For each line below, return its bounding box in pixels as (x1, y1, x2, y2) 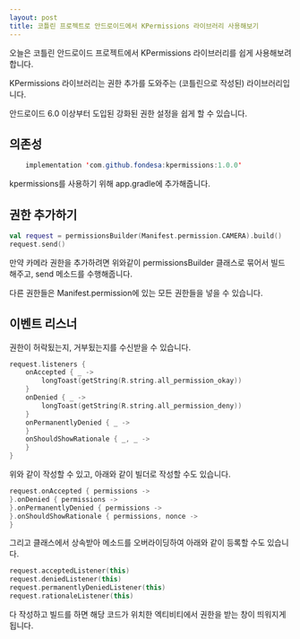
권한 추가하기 (9, 207, 78, 223)
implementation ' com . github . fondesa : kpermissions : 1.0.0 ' (25, 161, 243, 171)
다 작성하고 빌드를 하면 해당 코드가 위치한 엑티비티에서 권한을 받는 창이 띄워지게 (9, 608, 287, 619)
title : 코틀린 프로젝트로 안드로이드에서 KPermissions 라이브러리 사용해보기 (9, 22, 260, 31)
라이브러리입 (245, 77, 291, 88)
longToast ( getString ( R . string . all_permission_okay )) (41, 376, 243, 386)
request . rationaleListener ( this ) (9, 591, 134, 601)
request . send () (9, 240, 66, 249)
